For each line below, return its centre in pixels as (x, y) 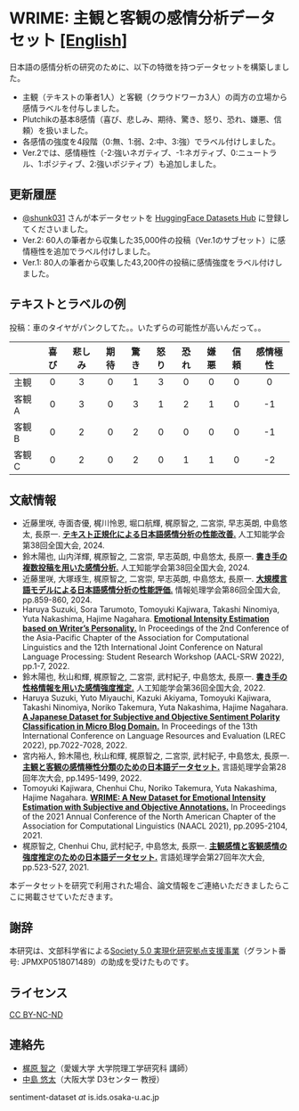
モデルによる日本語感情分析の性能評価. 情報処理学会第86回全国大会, (155, 590)
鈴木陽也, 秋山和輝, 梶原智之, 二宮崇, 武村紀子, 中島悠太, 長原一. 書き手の (154, 677)
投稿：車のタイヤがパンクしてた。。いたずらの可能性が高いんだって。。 (137, 327)
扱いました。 (69, 130)
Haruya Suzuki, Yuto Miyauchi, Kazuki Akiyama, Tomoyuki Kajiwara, (146, 698)
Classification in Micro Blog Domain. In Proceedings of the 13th (140, 726)
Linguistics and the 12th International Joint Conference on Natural (142, 648)
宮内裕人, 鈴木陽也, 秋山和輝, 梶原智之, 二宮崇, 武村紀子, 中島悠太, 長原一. (156, 756)
